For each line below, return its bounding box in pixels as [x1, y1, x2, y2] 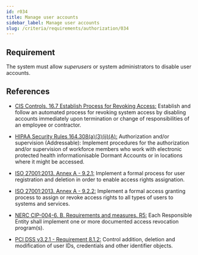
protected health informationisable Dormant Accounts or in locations [14, 152, 183, 159]
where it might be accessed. [14, 158, 85, 165]
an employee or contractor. [14, 121, 81, 128]
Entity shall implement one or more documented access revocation [14, 218, 179, 225]
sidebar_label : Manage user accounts [6, 20, 100, 26]
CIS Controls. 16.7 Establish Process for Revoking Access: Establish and [14, 102, 191, 109]
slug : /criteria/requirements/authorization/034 [6, 25, 129, 32]
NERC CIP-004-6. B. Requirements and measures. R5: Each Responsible [14, 212, 192, 219]
